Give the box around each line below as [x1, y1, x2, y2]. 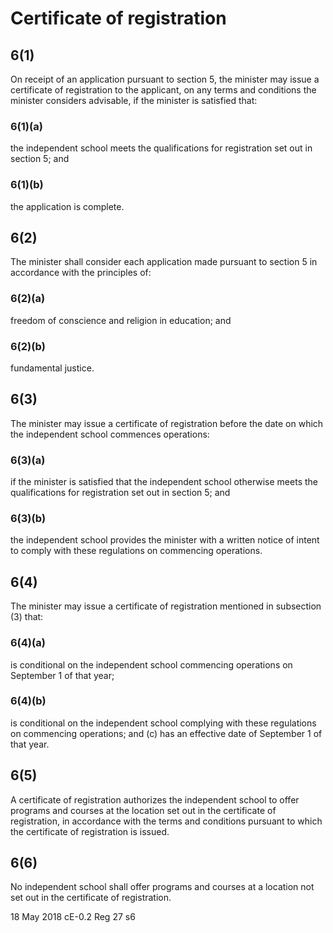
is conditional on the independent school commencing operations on [10, 658, 293, 671]
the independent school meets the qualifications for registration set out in [10, 142, 313, 154]
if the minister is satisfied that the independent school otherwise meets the [10, 476, 318, 488]
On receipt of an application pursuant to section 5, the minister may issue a [10, 73, 320, 85]
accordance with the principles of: [10, 267, 152, 279]
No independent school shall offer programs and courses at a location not [10, 881, 315, 893]
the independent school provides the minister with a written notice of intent [10, 534, 320, 546]
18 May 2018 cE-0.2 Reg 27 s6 [10, 911, 136, 923]
